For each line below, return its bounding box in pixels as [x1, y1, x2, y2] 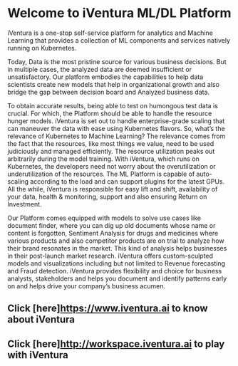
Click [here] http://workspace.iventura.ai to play [7, 338, 225, 350]
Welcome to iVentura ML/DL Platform [7, 5, 232, 21]
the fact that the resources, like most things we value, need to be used [7, 139, 214, 147]
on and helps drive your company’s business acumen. [7, 281, 166, 290]
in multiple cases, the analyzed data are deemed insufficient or [7, 65, 192, 73]
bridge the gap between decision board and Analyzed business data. [7, 88, 210, 96]
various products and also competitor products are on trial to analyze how [7, 236, 224, 245]
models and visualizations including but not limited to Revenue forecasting [7, 258, 226, 268]
